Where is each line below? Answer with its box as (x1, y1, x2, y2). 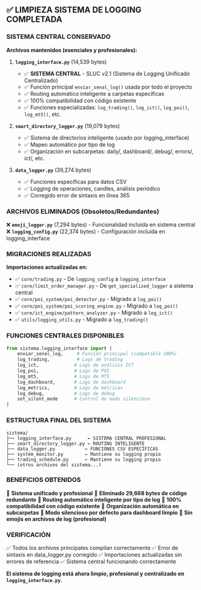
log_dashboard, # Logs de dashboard (17, 379, 126, 385)
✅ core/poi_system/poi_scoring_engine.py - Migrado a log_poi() (15, 302, 179, 310)
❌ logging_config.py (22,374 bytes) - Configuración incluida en (6, 228, 165, 235)
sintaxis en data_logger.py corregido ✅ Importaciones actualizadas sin (6, 551, 182, 558)
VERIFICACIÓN (6, 531, 51, 539)
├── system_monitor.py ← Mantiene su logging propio (6, 451, 162, 457)
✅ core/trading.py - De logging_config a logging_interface (15, 276, 166, 283)
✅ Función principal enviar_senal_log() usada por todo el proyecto (24, 83, 193, 90)
